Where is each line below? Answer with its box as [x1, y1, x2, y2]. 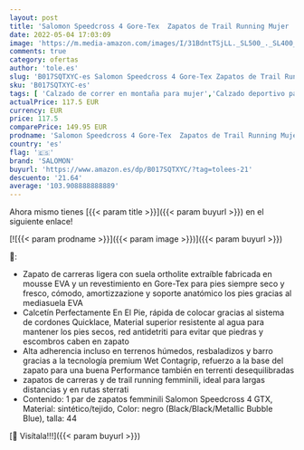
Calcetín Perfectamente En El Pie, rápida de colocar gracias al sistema [22, 307, 285, 318]
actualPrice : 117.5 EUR [9, 97, 100, 107]
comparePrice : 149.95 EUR [9, 123, 107, 132]
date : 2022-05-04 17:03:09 [9, 30, 111, 39]
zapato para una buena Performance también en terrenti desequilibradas [22, 365, 295, 376]
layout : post [9, 13, 59, 23]
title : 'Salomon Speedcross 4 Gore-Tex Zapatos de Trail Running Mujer [9, 22, 290, 31]
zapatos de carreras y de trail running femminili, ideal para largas [22, 375, 265, 386]
